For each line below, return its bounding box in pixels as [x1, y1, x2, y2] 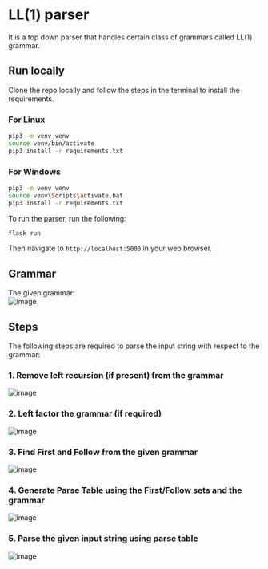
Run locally [8, 64, 66, 78]
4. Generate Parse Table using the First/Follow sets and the [8, 484, 242, 495]
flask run [8, 229, 42, 238]
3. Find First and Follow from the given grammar [8, 446, 198, 457]
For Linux [8, 114, 46, 125]
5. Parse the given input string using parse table [8, 533, 198, 544]
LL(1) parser [8, 6, 90, 24]
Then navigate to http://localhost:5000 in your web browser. [8, 243, 213, 254]
